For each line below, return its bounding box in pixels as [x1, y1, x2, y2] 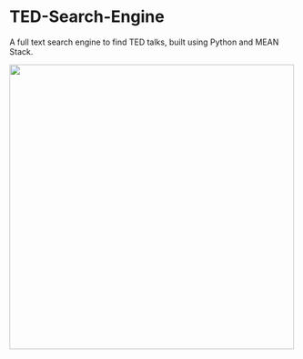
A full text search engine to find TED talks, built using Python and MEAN [9, 36, 279, 47]
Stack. [9, 46, 34, 56]
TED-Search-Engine [9, 6, 166, 27]
